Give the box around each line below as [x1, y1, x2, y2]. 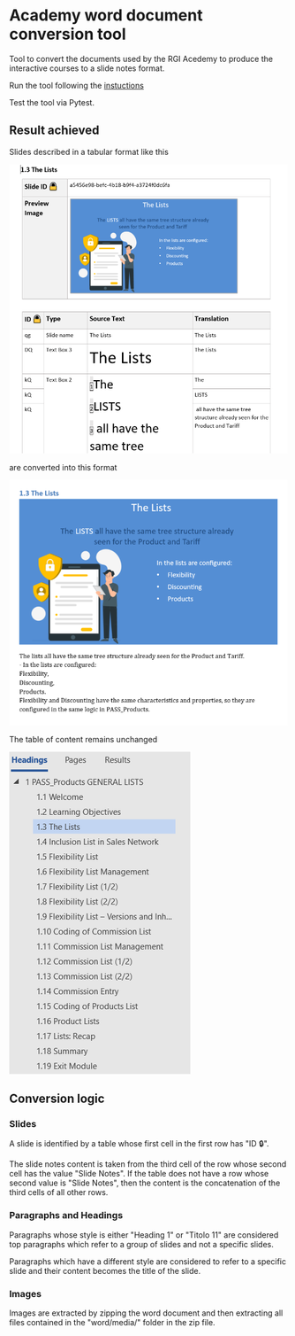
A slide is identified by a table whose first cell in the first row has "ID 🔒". [9, 1138, 269, 1149]
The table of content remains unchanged [9, 734, 158, 744]
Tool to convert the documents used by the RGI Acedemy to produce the [9, 53, 274, 64]
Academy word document [9, 5, 203, 26]
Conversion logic [9, 1091, 105, 1107]
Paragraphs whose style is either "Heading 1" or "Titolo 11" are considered [9, 1229, 279, 1240]
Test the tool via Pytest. [9, 97, 95, 107]
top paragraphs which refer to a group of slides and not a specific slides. [9, 1239, 274, 1249]
